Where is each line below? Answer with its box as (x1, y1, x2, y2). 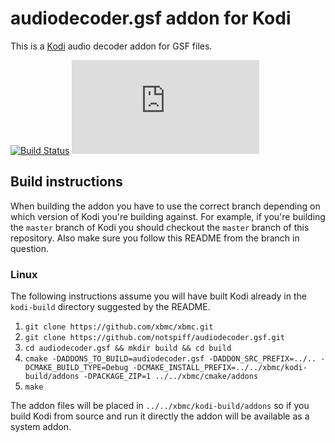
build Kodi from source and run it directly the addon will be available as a (10, 410, 310, 422)
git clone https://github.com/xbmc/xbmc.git (24, 322, 214, 332)
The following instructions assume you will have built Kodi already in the (10, 290, 307, 302)
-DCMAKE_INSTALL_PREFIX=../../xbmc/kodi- (132, 363, 308, 373)
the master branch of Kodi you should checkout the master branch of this (10, 221, 310, 233)
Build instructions (10, 173, 123, 191)
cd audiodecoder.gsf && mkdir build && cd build (24, 343, 232, 354)
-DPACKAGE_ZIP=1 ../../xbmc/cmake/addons (83, 372, 259, 382)
